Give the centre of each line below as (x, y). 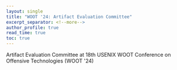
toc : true (18, 38)
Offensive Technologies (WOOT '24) (50, 61)
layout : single (25, 11)
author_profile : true (33, 27)
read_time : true (26, 33)
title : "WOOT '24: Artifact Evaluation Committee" (69, 17)
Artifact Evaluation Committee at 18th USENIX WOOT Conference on (88, 55)
